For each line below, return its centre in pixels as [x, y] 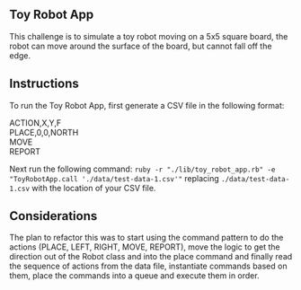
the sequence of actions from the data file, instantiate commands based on [148, 266]
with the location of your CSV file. [93, 188]
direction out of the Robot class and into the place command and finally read [151, 257]
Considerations [53, 216]
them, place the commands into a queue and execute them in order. [134, 276]
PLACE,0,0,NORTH [44, 132]
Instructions [44, 84]
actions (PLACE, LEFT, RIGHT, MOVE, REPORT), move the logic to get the [145, 247]
